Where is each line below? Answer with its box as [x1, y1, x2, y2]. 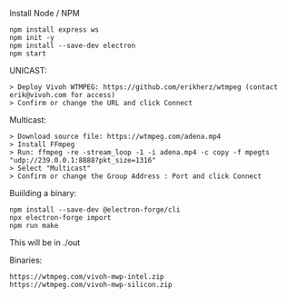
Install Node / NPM [9, 8, 80, 18]
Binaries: [9, 254, 43, 265]
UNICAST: [9, 65, 47, 75]
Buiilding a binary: [9, 188, 77, 198]
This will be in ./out [9, 237, 81, 248]
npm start [9, 49, 47, 58]
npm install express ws [9, 25, 100, 35]
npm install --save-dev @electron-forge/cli [9, 205, 181, 214]
